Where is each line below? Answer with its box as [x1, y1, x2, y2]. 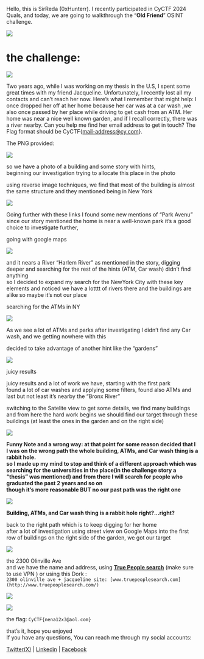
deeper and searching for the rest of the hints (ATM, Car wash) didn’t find [6, 265, 191, 273]
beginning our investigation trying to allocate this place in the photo [6, 169, 175, 176]
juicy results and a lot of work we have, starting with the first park [6, 379, 171, 386]
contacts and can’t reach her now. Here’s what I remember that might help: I [6, 95, 197, 102]
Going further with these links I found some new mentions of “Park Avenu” [6, 210, 193, 218]
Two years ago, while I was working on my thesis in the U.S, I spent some [6, 82, 191, 90]
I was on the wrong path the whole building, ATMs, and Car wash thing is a [6, 447, 199, 454]
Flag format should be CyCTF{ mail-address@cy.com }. [6, 127, 143, 135]
